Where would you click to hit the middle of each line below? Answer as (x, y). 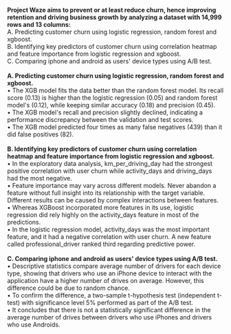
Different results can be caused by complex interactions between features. (113, 200)
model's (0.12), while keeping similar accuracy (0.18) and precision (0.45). (111, 105)
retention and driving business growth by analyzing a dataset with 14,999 (114, 17)
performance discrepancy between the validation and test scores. (100, 119)
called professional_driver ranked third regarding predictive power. (101, 244)
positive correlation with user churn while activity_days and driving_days (110, 171)
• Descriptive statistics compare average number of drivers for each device (114, 266)
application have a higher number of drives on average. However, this (106, 281)
